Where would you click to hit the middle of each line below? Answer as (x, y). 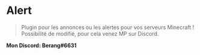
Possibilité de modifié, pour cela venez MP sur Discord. (90, 33)
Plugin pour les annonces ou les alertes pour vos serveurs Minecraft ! (108, 27)
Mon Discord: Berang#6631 (41, 45)
